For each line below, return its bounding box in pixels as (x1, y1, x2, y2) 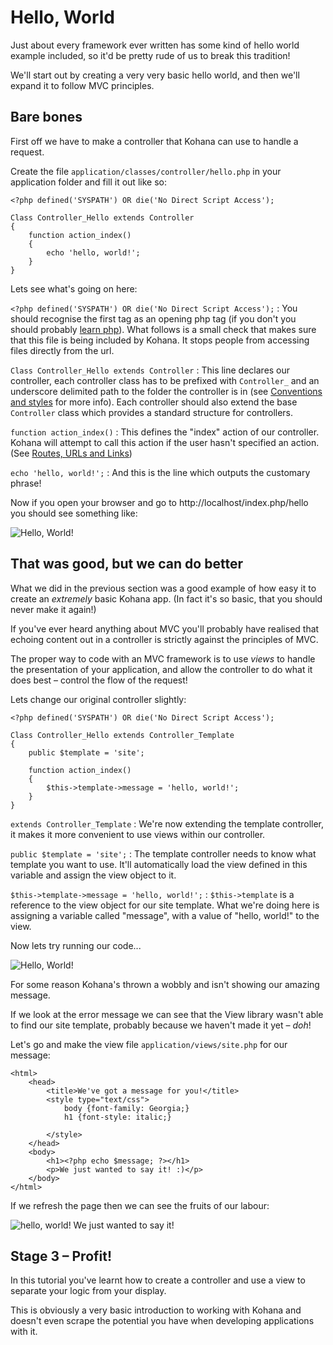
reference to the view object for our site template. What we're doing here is (10, 899, 320, 911)
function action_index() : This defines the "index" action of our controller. (10, 426, 320, 438)
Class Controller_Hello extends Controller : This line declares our (10, 364, 291, 376)
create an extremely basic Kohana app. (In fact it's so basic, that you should (10, 592, 323, 605)
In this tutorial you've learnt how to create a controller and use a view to (10, 1274, 306, 1286)
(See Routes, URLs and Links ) (10, 447, 133, 459)
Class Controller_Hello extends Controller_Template (10, 730, 235, 740)
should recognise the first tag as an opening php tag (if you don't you (10, 312, 297, 325)
